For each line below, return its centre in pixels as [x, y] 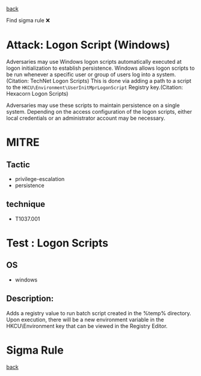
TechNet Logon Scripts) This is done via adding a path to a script [110, 81]
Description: [30, 299]
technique [26, 204]
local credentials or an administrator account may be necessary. [86, 118]
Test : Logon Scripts [57, 243]
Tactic [18, 165]
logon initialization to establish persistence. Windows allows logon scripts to [100, 68]
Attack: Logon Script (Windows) [88, 45]
